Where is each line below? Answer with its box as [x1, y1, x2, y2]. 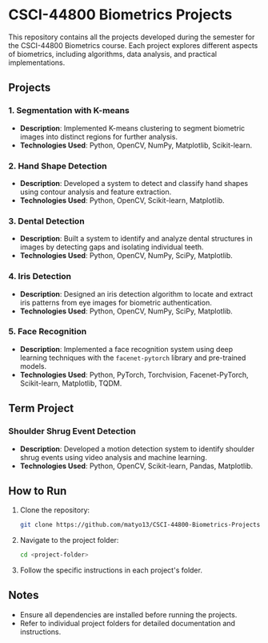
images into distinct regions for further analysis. [19, 131, 178, 141]
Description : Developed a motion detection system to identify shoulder [19, 443, 254, 454]
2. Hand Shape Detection [8, 160, 107, 172]
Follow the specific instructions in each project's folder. [19, 565, 202, 575]
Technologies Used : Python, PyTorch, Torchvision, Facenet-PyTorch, [19, 370, 250, 379]
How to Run [8, 483, 67, 498]
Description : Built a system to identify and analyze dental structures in [19, 234, 254, 244]
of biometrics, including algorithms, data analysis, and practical [8, 49, 218, 59]
